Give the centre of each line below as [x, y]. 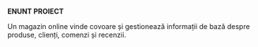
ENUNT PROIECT [36, 11]
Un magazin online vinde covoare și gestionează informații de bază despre [129, 26]
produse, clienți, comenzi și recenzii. [67, 35]
